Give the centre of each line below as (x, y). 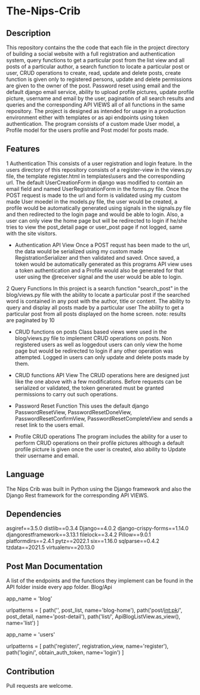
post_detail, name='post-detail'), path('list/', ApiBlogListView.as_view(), (93, 617)
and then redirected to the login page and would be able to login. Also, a (95, 214)
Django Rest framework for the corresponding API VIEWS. (78, 495)
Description (28, 33)
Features (23, 149)
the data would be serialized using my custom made (79, 251)
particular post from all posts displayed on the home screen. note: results (96, 314)
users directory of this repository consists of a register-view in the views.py (99, 169)
